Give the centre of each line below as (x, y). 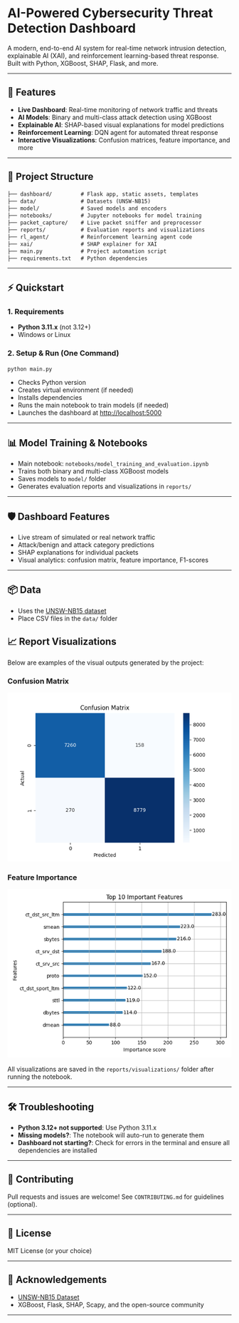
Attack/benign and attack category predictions (86, 545)
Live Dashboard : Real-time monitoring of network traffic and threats (118, 109)
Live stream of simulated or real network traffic (86, 538)
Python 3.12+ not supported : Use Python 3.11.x (87, 1128)
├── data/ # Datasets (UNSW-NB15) (79, 201)
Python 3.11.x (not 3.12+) (54, 327)
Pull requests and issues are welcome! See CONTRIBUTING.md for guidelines (116, 1197)
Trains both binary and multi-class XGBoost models (93, 471)
